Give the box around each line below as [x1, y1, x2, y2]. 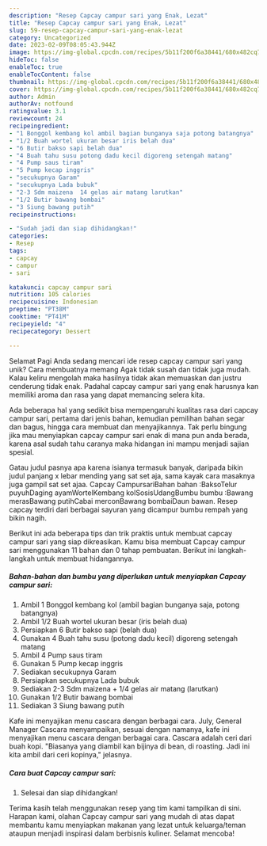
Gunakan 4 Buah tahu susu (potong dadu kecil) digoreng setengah [20, 634, 238, 643]
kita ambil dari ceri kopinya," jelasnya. [9, 750, 132, 760]
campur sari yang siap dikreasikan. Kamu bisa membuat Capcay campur [9, 536, 246, 547]
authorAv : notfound [9, 100, 74, 108]
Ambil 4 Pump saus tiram [20, 650, 103, 660]
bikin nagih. [9, 513, 47, 523]
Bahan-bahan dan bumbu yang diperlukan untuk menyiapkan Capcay [9, 572, 246, 581]
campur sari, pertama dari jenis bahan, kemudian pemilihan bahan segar [9, 413, 245, 423]
